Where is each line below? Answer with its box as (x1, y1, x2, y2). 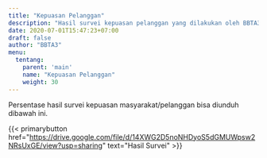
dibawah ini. (8, 108, 48, 118)
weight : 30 (22, 78, 59, 86)
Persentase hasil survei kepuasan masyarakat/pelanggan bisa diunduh (8, 100, 240, 110)
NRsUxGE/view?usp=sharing (8, 141, 103, 150)
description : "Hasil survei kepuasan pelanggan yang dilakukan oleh (8, 19, 240, 27)
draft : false (8, 33, 52, 42)
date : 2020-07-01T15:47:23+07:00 (8, 26, 119, 34)
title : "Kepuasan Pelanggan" (8, 11, 105, 20)
